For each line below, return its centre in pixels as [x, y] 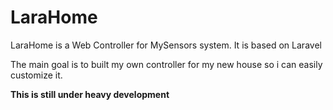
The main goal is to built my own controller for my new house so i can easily [166, 64]
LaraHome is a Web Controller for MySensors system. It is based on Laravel [166, 45]
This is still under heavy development [90, 94]
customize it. [36, 75]
